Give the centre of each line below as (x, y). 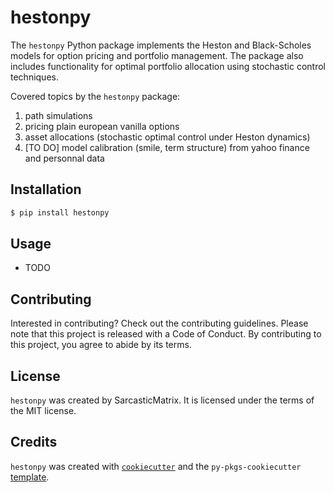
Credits (34, 442)
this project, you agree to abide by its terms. (101, 345)
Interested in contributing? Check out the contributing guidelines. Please (159, 323)
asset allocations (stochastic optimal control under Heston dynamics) (167, 137)
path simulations (58, 115)
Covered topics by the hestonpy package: (95, 96)
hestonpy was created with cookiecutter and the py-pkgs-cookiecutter (156, 466)
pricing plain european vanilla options (102, 126)
